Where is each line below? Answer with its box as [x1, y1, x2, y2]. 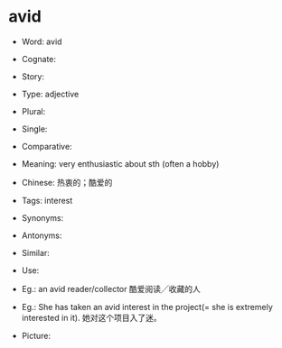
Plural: [21, 105, 46, 116]
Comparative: [21, 141, 73, 151]
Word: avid [21, 36, 62, 47]
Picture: [21, 330, 52, 341]
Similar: [21, 247, 51, 258]
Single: [21, 124, 48, 134]
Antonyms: [21, 230, 62, 241]
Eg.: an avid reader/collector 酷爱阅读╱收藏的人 [21, 283, 201, 294]
